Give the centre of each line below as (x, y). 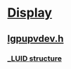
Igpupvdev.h (35, 39)
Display (30, 13)
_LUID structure (34, 59)
